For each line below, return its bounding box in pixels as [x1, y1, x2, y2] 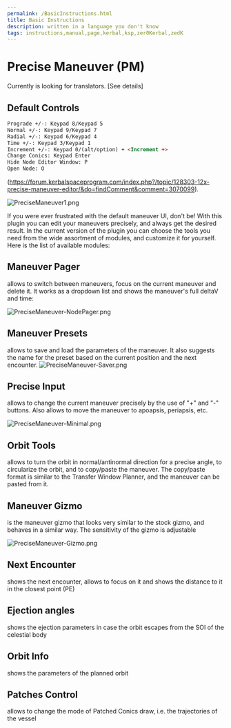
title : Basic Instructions [7, 17, 85, 23]
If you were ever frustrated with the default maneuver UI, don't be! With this [7, 212, 223, 220]
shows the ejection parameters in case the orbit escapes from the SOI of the [7, 623, 224, 631]
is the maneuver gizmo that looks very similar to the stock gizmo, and [7, 519, 205, 527]
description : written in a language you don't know [7, 23, 159, 30]
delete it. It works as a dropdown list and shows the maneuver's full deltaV [7, 287, 219, 295]
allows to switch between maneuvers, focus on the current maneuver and [7, 279, 217, 287]
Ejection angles [7, 605, 75, 617]
